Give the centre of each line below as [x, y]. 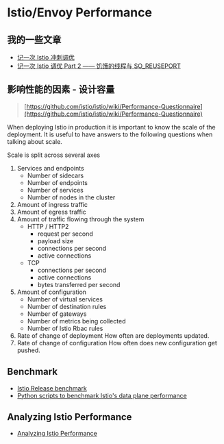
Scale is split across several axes [54, 155]
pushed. [29, 350]
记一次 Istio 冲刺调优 [46, 57]
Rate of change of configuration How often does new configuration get [117, 343]
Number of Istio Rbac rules [65, 328]
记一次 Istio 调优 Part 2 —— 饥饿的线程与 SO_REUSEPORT [99, 66]
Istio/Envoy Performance [80, 13]
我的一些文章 [34, 39]
